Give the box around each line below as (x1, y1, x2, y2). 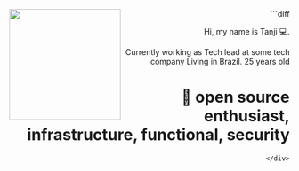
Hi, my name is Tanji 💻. (203, 27, 290, 36)
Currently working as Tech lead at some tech (125, 47, 290, 57)
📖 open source (181, 88, 290, 107)
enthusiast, (203, 106, 290, 127)
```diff (270, 9, 290, 19)
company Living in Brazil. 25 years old (149, 57, 290, 66)
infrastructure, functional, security (27, 125, 290, 145)
